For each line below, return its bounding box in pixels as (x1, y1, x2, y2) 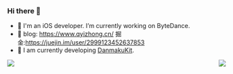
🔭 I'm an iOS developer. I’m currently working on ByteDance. (17, 22, 191, 30)
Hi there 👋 (7, 6, 42, 16)
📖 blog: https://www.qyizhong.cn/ (17, 30, 114, 38)
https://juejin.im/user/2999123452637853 (25, 38, 145, 47)
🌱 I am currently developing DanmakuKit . (17, 46, 135, 54)
